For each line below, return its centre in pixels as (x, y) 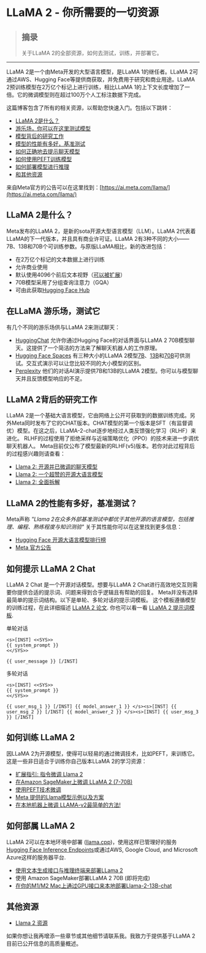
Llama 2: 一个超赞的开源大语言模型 (59, 474)
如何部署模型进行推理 (42, 167)
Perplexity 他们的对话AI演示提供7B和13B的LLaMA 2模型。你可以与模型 (104, 371)
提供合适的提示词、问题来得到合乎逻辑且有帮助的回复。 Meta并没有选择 (107, 593)
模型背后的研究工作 (40, 136)
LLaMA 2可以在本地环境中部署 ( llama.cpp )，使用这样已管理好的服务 (92, 842)
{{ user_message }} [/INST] (42, 662)
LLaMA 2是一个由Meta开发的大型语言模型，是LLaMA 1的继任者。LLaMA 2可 (102, 72)
